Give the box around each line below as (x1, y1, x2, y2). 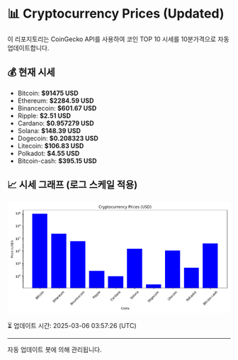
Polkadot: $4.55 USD (17, 149, 80, 157)
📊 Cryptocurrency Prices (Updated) (7, 6, 225, 22)
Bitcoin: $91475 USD (17, 89, 79, 97)
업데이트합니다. (7, 43, 50, 52)
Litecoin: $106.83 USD (17, 141, 84, 150)
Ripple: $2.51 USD (17, 111, 72, 120)
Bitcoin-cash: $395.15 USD (17, 157, 97, 165)
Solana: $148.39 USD (17, 126, 81, 135)
